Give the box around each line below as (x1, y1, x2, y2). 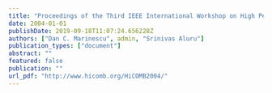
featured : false (8, 57, 63, 66)
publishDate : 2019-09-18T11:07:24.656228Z (8, 27, 154, 35)
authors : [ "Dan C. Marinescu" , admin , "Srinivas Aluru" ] (8, 34, 205, 43)
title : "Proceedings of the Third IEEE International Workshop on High (8, 11, 255, 20)
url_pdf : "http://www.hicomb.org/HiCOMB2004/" (8, 72, 168, 80)
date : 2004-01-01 (8, 19, 67, 27)
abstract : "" (8, 49, 53, 57)
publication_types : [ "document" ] (8, 42, 121, 50)
